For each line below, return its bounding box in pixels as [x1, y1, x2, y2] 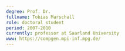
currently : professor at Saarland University [6, 30, 119, 36]
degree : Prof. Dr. [6, 8, 51, 15]
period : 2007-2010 [6, 25, 51, 31]
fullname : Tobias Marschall [6, 14, 75, 20]
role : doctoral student [6, 19, 65, 25]
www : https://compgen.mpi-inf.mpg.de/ [6, 36, 101, 42]
